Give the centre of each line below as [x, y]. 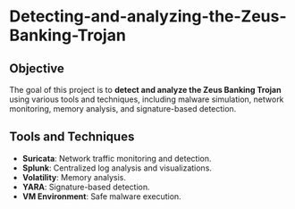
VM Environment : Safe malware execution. [101, 196]
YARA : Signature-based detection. [86, 187]
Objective [37, 68]
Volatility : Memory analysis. [74, 177]
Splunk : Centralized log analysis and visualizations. [117, 168]
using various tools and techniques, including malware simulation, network [147, 99]
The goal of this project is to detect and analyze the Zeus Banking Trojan [145, 90]
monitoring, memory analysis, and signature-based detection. [123, 109]
